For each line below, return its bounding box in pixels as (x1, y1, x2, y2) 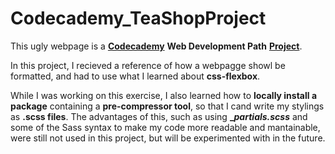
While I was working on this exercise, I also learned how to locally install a (10, 89, 318, 101)
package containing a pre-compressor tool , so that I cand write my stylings (10, 100, 325, 112)
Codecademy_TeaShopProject (10, 7, 267, 30)
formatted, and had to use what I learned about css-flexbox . (10, 70, 261, 82)
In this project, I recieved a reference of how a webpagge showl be (10, 59, 286, 71)
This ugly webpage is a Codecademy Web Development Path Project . (10, 40, 303, 52)
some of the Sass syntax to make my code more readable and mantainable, (10, 121, 321, 133)
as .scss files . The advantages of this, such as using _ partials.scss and (10, 110, 308, 122)
